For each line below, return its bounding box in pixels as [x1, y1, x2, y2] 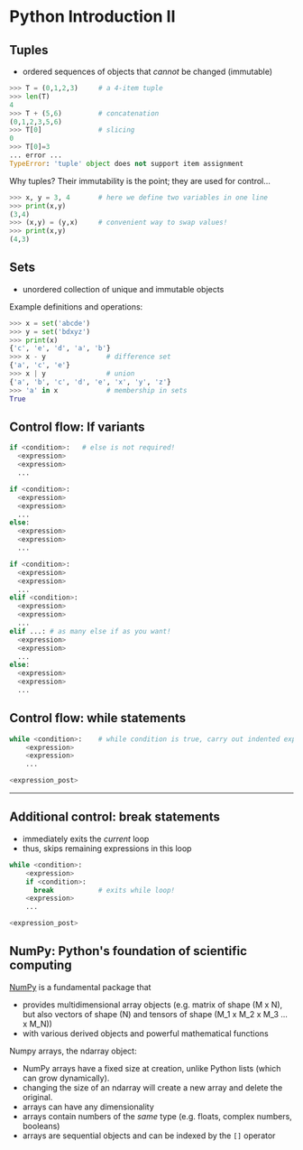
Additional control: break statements [9, 810, 221, 825]
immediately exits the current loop [22, 833, 150, 844]
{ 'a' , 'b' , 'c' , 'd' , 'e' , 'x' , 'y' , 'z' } [9, 377, 171, 386]
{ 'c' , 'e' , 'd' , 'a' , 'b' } [9, 344, 111, 353]
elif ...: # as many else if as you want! [9, 626, 171, 635]
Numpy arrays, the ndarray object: [9, 1045, 137, 1056]
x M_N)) [22, 1018, 52, 1029]
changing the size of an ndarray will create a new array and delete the [22, 1081, 283, 1093]
